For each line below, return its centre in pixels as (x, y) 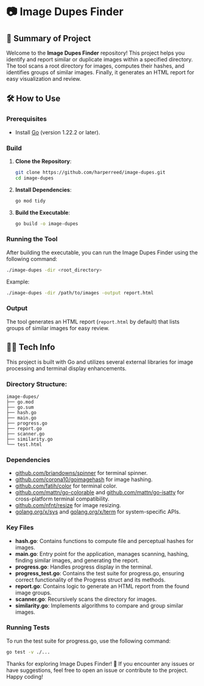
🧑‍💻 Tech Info (31, 347)
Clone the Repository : (43, 161)
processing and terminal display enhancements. (66, 368)
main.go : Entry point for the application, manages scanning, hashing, (102, 553)
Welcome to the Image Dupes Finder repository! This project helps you (96, 53)
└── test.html (24, 445)
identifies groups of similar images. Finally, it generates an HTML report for (100, 72)
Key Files (20, 528)
